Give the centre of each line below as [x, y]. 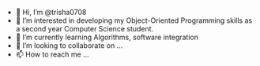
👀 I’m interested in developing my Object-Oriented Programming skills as [134, 20]
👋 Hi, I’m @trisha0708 [51, 12]
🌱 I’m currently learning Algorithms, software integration [107, 37]
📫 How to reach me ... [52, 54]
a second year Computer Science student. [85, 29]
